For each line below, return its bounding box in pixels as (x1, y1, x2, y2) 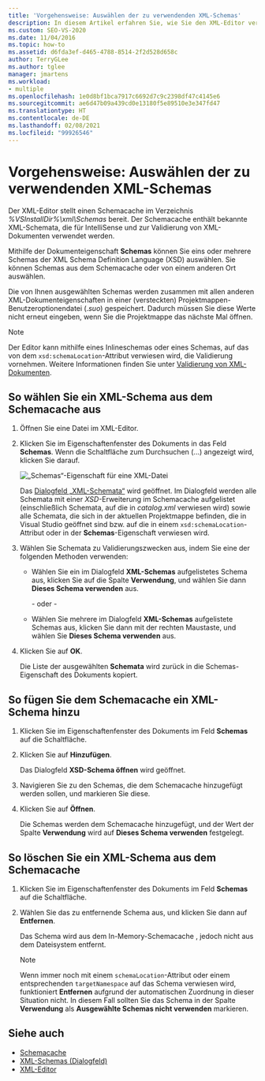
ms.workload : (8, 77, 51, 85)
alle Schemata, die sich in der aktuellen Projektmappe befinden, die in (19, 511, 247, 521)
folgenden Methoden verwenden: (19, 552, 129, 561)
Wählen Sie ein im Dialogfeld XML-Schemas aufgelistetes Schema (31, 567, 248, 577)
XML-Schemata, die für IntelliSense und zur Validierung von (8, 223, 203, 232)
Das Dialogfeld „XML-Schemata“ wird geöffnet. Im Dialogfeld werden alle (19, 486, 257, 496)
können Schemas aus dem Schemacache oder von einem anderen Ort (8, 263, 237, 272)
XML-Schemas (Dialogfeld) (19, 1056, 108, 1065)
